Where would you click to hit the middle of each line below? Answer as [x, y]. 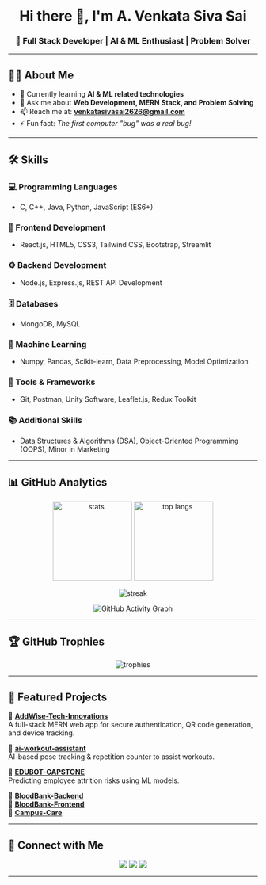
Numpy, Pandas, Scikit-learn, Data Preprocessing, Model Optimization [134, 362]
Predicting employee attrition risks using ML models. [94, 780]
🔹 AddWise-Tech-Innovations [58, 716]
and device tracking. [42, 733]
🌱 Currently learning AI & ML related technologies [102, 94]
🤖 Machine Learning [47, 344]
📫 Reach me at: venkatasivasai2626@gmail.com [102, 112]
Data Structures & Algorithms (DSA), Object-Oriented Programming [129, 441]
